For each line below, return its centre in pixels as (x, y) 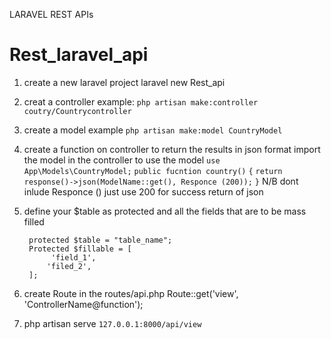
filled (34, 221)
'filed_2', (69, 266)
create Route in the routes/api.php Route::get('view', (131, 293)
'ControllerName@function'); (83, 304)
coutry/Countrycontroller (77, 111)
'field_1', (73, 257)
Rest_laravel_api (79, 55)
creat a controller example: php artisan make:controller (141, 101)
